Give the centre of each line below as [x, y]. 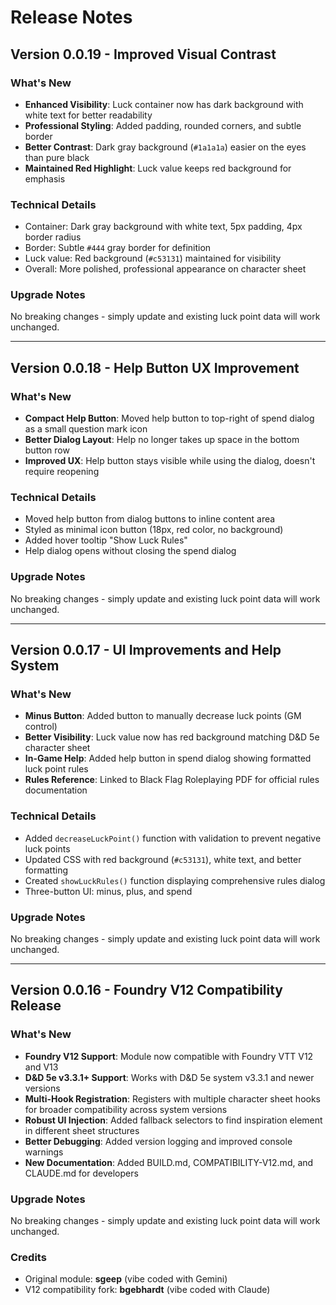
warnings [44, 1152]
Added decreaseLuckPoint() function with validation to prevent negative [173, 838]
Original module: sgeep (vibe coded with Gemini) [126, 1279]
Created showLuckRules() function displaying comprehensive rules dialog [175, 880]
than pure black [57, 157]
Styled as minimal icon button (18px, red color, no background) [154, 530]
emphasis [45, 178]
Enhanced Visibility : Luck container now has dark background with [164, 104]
